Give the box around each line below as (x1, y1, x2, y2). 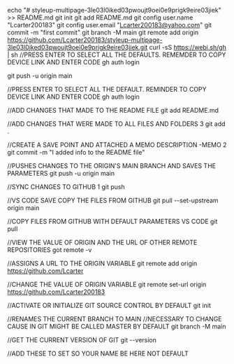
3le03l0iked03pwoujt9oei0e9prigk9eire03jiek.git (7, 43, 148, 51)
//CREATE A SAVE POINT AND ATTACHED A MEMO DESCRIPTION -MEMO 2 (7, 141, 227, 149)
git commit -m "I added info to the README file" (7, 148, 145, 156)
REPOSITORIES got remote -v (7, 246, 92, 254)
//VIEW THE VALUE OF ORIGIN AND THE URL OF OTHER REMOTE (7, 238, 198, 246)
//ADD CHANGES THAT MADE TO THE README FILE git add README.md (7, 106, 219, 114)
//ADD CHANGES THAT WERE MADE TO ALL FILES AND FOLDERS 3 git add (7, 120, 226, 128)
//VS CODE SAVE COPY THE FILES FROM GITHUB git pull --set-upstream (7, 196, 219, 204)
